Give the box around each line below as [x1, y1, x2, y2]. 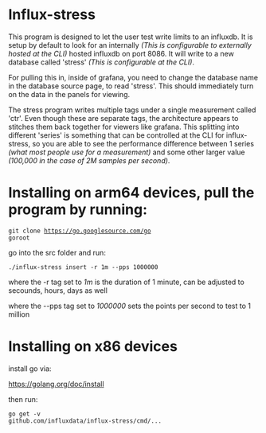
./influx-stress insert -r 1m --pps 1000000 [8, 263, 158, 271]
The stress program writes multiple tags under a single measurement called [8, 105, 256, 115]
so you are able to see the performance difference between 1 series [31, 138, 255, 148]
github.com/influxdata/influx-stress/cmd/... [8, 416, 162, 425]
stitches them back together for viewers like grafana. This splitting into [8, 122, 240, 131]
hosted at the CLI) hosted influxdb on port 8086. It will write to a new [8, 49, 235, 58]
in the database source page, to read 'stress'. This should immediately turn [8, 81, 254, 91]
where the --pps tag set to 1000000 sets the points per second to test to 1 [8, 301, 251, 310]
